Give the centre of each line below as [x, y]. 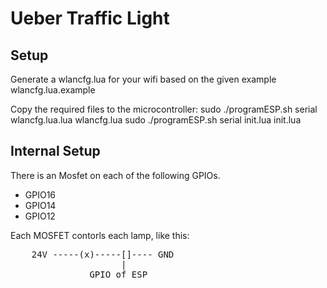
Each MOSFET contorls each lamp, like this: [100, 235]
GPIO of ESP [118, 274]
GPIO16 [40, 194]
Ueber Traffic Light [90, 18]
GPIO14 [40, 205]
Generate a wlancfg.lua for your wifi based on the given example [143, 79]
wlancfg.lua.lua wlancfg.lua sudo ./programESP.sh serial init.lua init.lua [156, 120]
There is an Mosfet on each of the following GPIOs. [115, 175]
